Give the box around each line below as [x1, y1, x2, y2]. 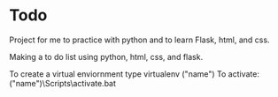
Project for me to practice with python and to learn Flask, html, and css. [9, 34, 270, 45]
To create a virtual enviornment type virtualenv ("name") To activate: [9, 68, 259, 79]
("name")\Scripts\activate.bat [9, 78, 117, 88]
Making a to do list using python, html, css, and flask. [9, 51, 204, 62]
